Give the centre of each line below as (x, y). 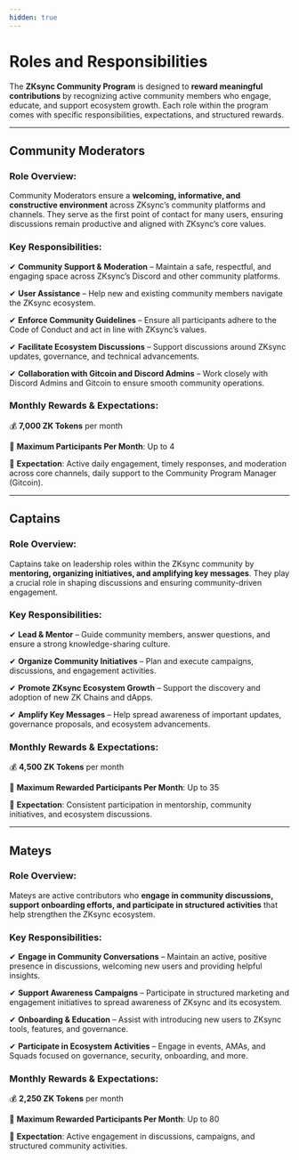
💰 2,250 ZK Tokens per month (67, 1099)
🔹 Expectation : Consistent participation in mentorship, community (130, 805)
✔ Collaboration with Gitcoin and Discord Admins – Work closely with (139, 373)
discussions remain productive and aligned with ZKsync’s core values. (138, 224)
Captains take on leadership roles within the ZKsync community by (132, 564)
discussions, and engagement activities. (83, 670)
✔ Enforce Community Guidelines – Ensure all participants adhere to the (143, 320)
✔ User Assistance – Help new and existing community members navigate (146, 293)
